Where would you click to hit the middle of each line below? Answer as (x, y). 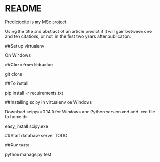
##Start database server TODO (36, 135)
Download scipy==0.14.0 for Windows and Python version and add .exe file (80, 112)
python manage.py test (28, 154)
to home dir (17, 116)
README (23, 8)
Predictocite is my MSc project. (36, 22)
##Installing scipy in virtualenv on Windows (49, 102)
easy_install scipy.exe (27, 126)
